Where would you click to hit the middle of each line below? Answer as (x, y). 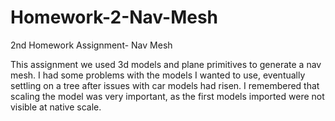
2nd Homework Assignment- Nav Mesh (91, 45)
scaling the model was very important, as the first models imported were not (167, 96)
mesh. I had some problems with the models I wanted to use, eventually (158, 75)
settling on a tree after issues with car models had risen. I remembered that (165, 85)
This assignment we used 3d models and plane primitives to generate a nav (166, 64)
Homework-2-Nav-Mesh (114, 17)
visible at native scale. (56, 107)
